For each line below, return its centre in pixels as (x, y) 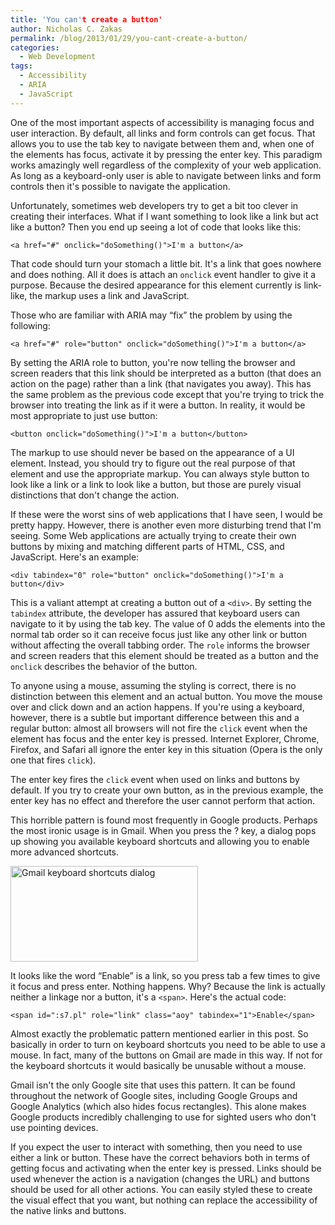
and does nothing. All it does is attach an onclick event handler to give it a (163, 274)
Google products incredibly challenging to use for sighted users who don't (163, 1117)
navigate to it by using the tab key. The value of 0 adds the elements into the (168, 623)
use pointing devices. (54, 1127)
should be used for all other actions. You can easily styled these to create (161, 1189)
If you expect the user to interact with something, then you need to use (156, 1147)
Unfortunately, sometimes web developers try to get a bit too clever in (154, 205)
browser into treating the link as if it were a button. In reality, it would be (158, 405)
